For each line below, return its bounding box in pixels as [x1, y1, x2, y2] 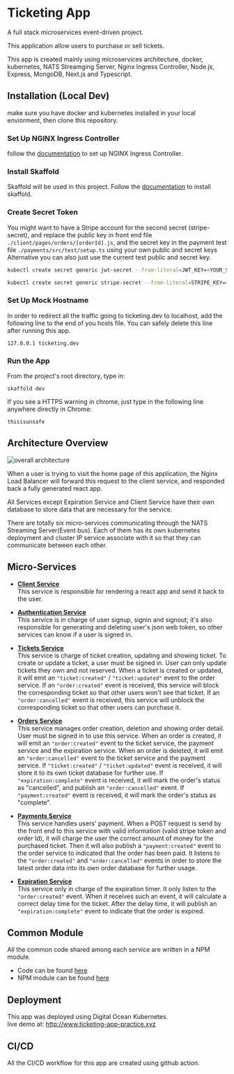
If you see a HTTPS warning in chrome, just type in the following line [7, 397, 204, 405]
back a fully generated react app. [7, 484, 103, 493]
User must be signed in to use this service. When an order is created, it [17, 731, 221, 740]
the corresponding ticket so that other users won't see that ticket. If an [17, 688, 220, 696]
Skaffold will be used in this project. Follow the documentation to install [7, 183, 211, 191]
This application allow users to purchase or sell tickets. [7, 41, 165, 50]
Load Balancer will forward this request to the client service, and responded [7, 477, 225, 485]
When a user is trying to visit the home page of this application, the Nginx [7, 469, 218, 477]
